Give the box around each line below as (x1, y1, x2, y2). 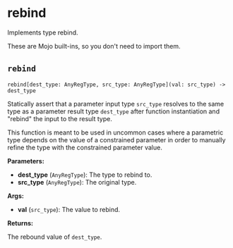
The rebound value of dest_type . (7, 232, 102, 241)
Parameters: (7, 156, 44, 165)
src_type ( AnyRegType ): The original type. (17, 178, 137, 186)
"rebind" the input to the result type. (7, 114, 113, 123)
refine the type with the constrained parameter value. (7, 143, 162, 151)
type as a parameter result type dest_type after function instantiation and (7, 107, 220, 116)
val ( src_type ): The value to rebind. (17, 205, 121, 213)
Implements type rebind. (7, 28, 79, 37)
